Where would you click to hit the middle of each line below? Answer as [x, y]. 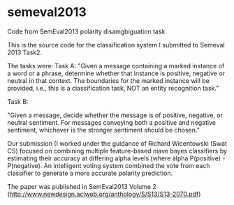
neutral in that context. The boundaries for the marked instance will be [108, 80]
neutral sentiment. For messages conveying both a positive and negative [112, 122]
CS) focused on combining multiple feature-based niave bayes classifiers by [117, 151]
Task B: [18, 101]
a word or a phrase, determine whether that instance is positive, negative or [116, 73]
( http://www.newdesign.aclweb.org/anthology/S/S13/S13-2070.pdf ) [104, 194]
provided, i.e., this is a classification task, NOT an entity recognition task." [113, 88]
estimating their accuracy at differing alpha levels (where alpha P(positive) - [116, 158]
